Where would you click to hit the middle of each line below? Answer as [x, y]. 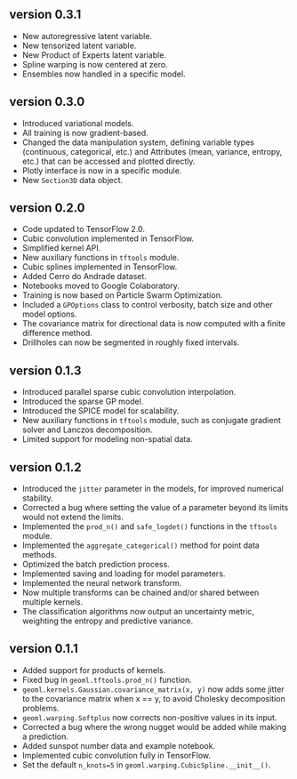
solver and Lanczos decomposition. [87, 430]
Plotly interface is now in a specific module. [102, 170]
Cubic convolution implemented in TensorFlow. [108, 238]
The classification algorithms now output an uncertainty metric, [138, 612]
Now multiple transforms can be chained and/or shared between [140, 593]
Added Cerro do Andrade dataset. [84, 277]
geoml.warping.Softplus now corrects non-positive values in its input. [149, 717]
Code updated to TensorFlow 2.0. [83, 229]
